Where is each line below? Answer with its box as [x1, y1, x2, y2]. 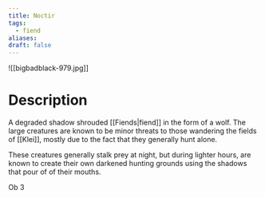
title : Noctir [8, 11, 56, 20]
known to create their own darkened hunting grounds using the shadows [8, 159, 247, 168]
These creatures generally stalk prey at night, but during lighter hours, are [8, 150, 251, 160]
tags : [8, 19, 26, 27]
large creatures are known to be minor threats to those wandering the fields [8, 126, 257, 136]
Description [8, 91, 88, 109]
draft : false [8, 42, 52, 49]
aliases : [8, 34, 38, 42]
